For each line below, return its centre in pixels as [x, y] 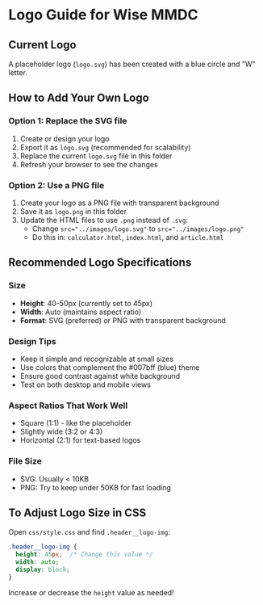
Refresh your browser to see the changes [89, 164]
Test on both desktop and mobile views [86, 384]
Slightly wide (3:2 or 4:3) [61, 432]
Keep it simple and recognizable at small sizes [97, 359]
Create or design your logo [65, 138]
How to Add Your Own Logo [79, 98]
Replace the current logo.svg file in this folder [96, 156]
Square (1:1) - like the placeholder [75, 423]
